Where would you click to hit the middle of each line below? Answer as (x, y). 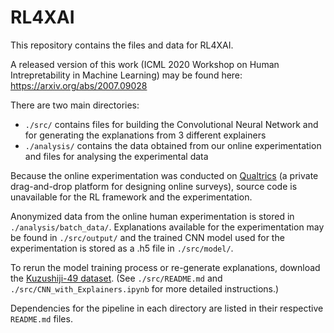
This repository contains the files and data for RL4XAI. (122, 45)
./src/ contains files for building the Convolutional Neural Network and (171, 124)
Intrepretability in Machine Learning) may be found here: (126, 75)
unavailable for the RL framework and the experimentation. (131, 197)
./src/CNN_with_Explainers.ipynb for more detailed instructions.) (145, 288)
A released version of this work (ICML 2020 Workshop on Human (145, 64)
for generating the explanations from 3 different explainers (145, 135)
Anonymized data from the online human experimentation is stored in (152, 216)
